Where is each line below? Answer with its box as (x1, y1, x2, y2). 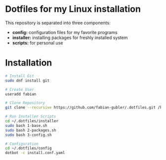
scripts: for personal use (12, 40, 63, 45)
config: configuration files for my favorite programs (12, 29, 118, 35)
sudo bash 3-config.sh (5, 132, 52, 137)
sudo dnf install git (5, 78, 50, 83)
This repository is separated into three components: (5, 20, 111, 26)
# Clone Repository (5, 100, 45, 106)
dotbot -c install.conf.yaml (5, 151, 65, 156)
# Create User (5, 87, 35, 92)
